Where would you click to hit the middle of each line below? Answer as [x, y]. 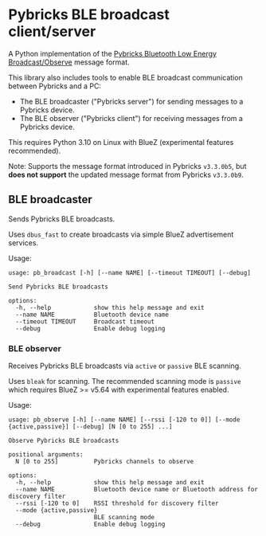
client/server [52, 31]
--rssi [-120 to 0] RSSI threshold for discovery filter [117, 503]
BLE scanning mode [124, 518]
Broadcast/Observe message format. [69, 62]
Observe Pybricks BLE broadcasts [64, 441]
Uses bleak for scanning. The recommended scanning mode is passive [125, 381]
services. [23, 243]
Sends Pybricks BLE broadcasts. [62, 219]
